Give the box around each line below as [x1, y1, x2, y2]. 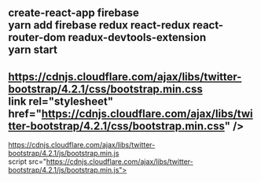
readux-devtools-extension [68, 31, 207, 44]
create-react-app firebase [8, 6, 139, 20]
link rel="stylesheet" [8, 95, 114, 108]
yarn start [8, 43, 57, 57]
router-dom [8, 31, 66, 44]
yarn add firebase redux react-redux [8, 19, 191, 32]
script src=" [8, 157, 47, 166]
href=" [8, 106, 42, 121]
